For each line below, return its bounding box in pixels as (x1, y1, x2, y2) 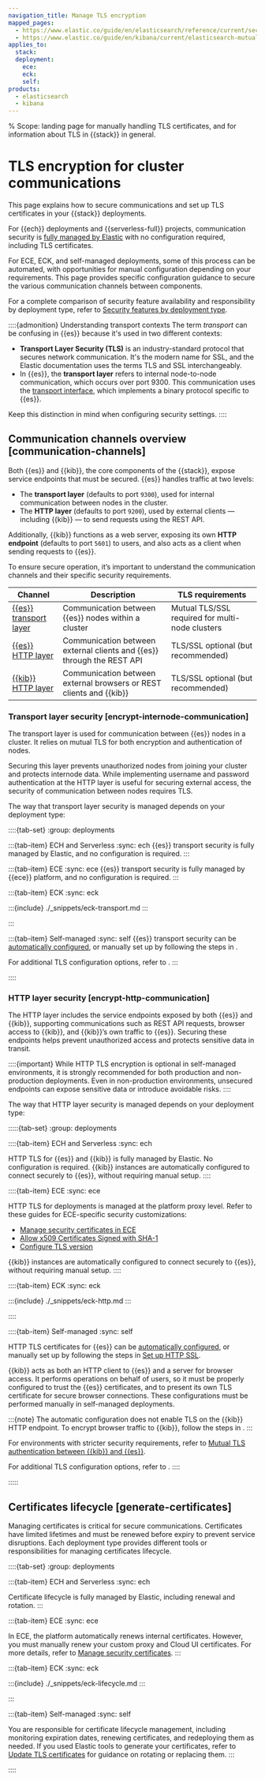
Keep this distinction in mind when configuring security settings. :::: (8, 410, 227, 419)
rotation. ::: (8, 1601, 43, 1610)
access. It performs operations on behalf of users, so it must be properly (8, 1374, 244, 1384)
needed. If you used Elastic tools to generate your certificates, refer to (8, 1742, 237, 1751)
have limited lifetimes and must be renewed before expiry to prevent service (8, 1530, 256, 1539)
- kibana (15, 100, 44, 107)
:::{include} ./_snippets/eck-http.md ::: (8, 1296, 132, 1306)
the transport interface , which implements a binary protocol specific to (19, 386, 250, 396)
